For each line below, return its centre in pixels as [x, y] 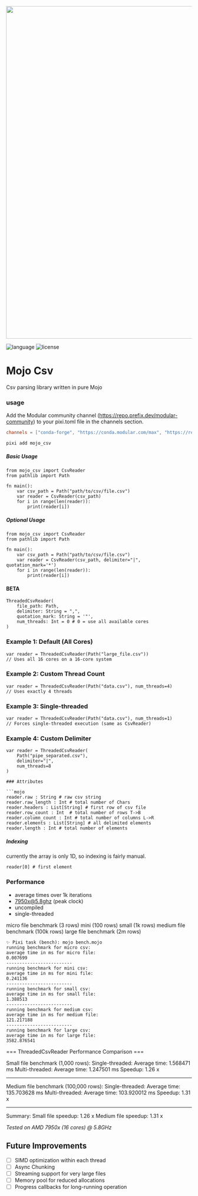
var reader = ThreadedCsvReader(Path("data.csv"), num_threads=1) [89, 719]
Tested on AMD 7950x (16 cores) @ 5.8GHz [59, 1127]
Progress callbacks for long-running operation [71, 1187]
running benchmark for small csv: [49, 989]
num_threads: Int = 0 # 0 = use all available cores [83, 622]
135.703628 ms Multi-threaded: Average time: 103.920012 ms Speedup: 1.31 [98, 1093]
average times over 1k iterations [53, 894]
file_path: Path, [38, 606]
